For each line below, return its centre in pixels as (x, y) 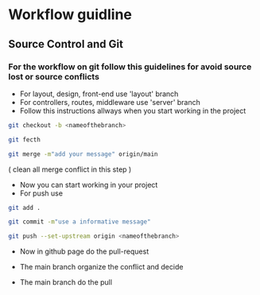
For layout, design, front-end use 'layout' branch (99, 94)
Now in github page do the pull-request (84, 251)
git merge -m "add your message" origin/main (83, 154)
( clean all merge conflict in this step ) (70, 169)
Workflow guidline (70, 15)
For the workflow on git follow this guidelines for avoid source (130, 67)
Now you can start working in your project (89, 184)
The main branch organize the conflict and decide (101, 267)
